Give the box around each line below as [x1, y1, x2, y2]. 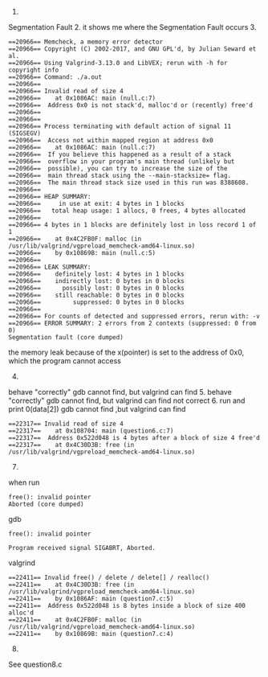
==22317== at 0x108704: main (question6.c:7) [8, 427, 174, 435]
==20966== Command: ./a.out [8, 73, 103, 81]
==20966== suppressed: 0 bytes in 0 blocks [8, 298, 185, 306]
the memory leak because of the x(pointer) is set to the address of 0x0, [8, 347, 245, 357]
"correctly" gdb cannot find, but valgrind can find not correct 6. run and [8, 396, 246, 405]
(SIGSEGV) [8, 129, 42, 137]
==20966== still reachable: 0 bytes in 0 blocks [8, 291, 185, 299]
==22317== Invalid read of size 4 [8, 420, 124, 428]
